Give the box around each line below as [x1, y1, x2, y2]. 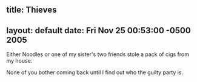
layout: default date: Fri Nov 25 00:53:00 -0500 [6, 25, 191, 36]
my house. [6, 57, 33, 65]
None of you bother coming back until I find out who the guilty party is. [6, 69, 184, 76]
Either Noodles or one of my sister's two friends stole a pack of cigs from [6, 51, 190, 58]
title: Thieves [6, 5, 57, 15]
